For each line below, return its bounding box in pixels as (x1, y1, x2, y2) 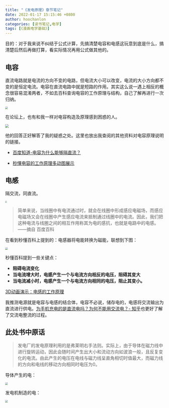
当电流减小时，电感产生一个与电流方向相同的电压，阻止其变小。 (12, 278, 145, 284)
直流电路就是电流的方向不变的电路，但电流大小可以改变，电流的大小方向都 (5, 77, 159, 83)
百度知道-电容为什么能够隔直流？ (12, 149, 81, 155)
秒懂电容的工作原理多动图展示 (12, 160, 74, 166)
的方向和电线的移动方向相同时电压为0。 (17, 361, 100, 367)
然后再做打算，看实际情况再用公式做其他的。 (18, 47, 111, 53)
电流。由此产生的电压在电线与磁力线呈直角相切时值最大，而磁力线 (26, 355, 163, 361)
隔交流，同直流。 (5, 190, 41, 196)
